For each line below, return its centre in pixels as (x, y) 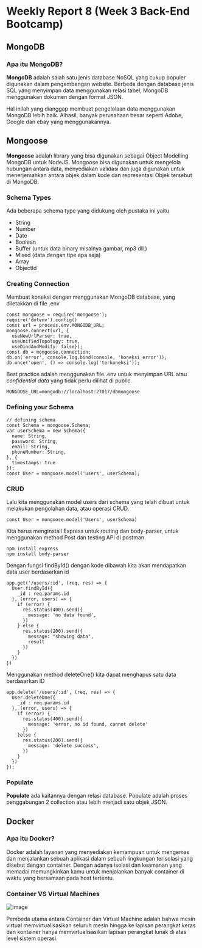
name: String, (30, 436)
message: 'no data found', (62, 615)
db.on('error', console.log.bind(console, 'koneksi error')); (87, 358)
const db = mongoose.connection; (49, 352)
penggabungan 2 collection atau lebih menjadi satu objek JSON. (87, 802)
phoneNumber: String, (39, 452)
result (37, 642)
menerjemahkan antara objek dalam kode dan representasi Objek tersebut (99, 175)
